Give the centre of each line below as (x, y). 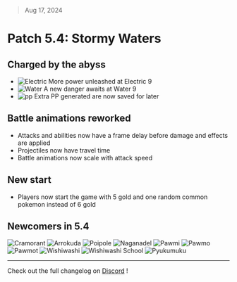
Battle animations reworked (69, 118)
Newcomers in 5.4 (48, 227)
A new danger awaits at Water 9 (90, 89)
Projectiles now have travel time (64, 150)
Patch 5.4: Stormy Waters (84, 39)
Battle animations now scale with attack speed (85, 158)
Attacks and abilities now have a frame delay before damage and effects (122, 135)
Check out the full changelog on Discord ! (68, 271)
